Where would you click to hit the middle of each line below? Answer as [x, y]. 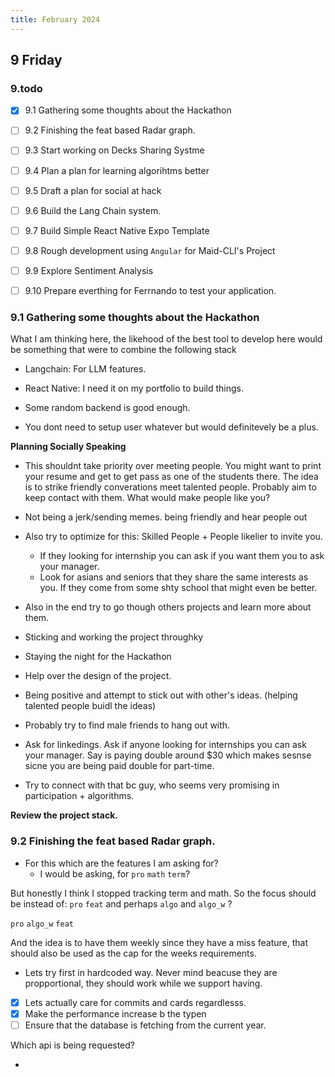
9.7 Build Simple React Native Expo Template [117, 230]
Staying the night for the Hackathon [98, 657]
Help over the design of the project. [98, 676]
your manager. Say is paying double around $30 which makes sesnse [168, 755]
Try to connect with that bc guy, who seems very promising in [152, 785]
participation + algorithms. [79, 796]
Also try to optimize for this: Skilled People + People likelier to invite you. [173, 537]
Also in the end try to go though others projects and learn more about [168, 607]
